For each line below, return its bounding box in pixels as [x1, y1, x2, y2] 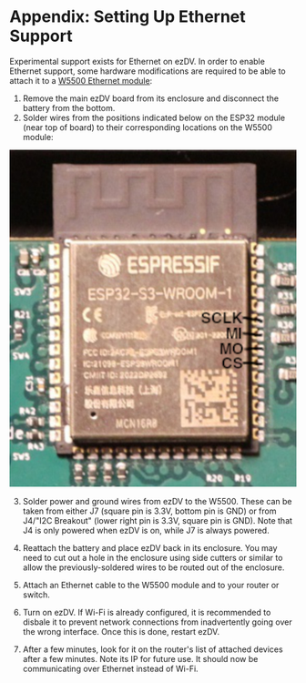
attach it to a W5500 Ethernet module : [9, 75, 153, 86]
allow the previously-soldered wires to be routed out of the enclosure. [22, 562, 285, 573]
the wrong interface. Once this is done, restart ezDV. [22, 627, 220, 637]
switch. [22, 589, 50, 600]
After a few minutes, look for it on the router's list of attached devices [22, 644, 284, 655]
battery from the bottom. [22, 102, 116, 113]
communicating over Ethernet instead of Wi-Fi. [22, 663, 199, 675]
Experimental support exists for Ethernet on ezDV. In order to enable [9, 56, 266, 66]
